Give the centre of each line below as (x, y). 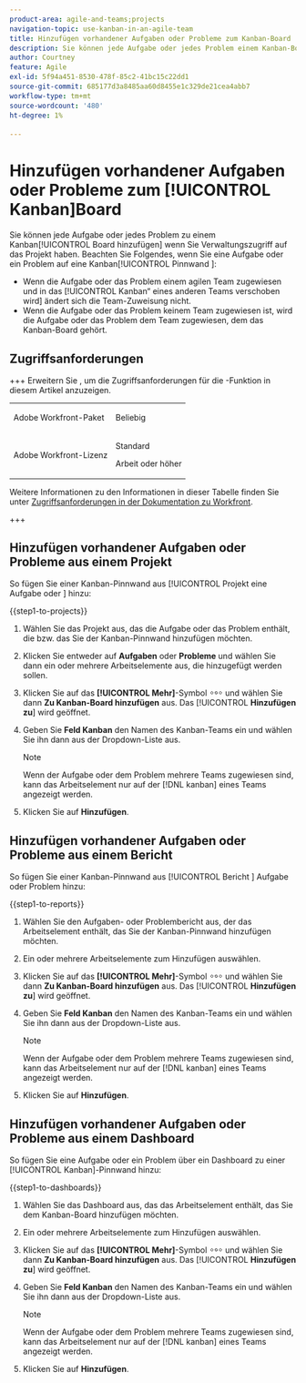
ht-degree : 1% (36, 115)
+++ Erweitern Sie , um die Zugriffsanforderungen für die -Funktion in (140, 381)
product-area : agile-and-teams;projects (87, 19)
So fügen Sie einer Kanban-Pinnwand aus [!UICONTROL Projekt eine (138, 584)
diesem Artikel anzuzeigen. (61, 390)
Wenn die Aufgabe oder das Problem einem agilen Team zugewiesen (152, 281)
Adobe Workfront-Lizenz (61, 454)
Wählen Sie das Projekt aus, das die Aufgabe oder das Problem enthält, (156, 629)
